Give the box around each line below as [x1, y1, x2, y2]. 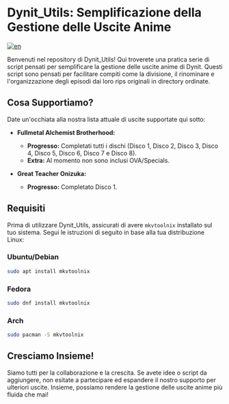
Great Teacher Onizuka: [16, 169, 87, 177]
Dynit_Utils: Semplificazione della [7, 5, 202, 21]
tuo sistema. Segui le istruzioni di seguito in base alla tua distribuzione [7, 228, 205, 236]
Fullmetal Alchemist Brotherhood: [16, 128, 116, 136]
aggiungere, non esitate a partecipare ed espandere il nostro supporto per [7, 375, 217, 384]
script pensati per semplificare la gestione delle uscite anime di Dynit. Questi [7, 62, 224, 71]
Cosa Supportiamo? [7, 97, 94, 109]
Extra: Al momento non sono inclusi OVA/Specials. [27, 156, 170, 164]
